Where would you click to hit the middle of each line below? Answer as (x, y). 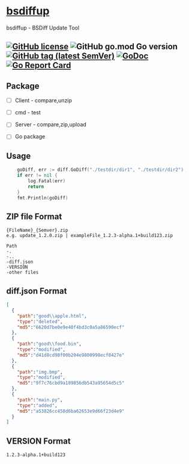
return (36, 187)
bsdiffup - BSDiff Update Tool (43, 28)
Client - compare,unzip (43, 101)
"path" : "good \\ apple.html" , (52, 316)
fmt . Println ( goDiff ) (43, 198)
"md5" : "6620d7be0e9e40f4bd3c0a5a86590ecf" (71, 327)
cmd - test (28, 113)
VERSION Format (38, 441)
